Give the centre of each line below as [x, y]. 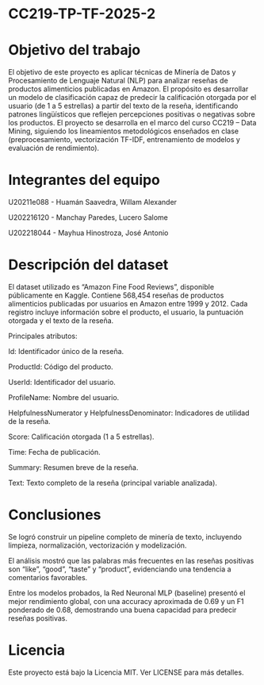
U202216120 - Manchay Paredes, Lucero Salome [88, 217]
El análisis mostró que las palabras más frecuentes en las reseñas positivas [131, 560]
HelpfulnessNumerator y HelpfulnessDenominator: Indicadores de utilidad [129, 413]
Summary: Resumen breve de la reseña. [73, 468]
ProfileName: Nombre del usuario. [64, 397]
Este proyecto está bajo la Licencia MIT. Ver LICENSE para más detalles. [126, 672]
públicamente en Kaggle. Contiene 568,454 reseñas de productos [116, 295]
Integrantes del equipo [84, 180]
